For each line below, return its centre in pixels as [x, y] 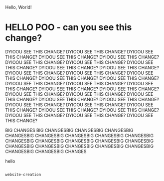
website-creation [23, 175]
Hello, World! [18, 7]
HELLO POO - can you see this [69, 27]
